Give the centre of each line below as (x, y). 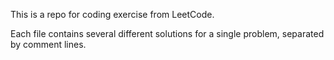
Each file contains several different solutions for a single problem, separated (167, 33)
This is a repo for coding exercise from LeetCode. (112, 14)
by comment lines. (48, 44)
